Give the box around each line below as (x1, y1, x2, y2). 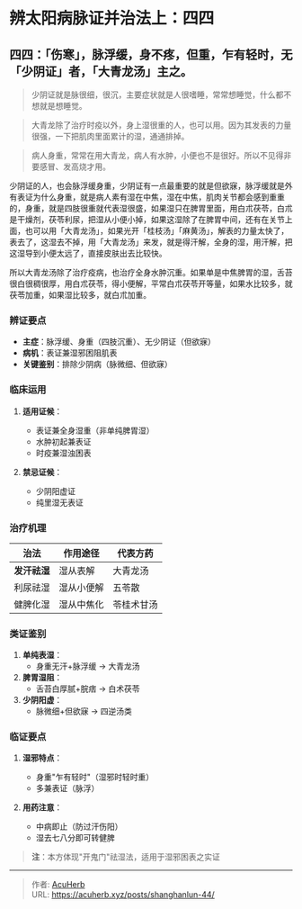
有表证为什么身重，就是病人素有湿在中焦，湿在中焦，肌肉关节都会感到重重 (9, 192, 285, 202)
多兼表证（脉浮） (35, 783, 100, 794)
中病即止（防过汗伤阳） (35, 821, 123, 832)
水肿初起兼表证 (35, 436, 92, 446)
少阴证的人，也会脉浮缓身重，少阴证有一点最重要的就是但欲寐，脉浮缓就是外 (9, 181, 293, 191)
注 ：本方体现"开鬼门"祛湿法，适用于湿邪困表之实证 (31, 851, 220, 862)
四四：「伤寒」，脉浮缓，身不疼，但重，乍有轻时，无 (9, 47, 293, 62)
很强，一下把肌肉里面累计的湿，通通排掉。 (31, 131, 190, 141)
